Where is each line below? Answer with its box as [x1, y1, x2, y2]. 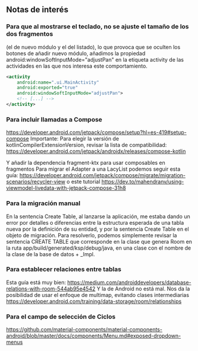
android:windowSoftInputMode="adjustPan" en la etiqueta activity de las [6, 56, 184, 63]
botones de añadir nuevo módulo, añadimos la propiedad [6, 50, 146, 57]
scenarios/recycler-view [6, 178, 66, 186]
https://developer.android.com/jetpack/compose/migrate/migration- [20, 172, 186, 179]
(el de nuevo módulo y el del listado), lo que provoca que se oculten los [6, 43, 181, 50]
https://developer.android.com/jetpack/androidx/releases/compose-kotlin [6, 148, 186, 155]
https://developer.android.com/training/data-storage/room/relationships [6, 298, 182, 305]
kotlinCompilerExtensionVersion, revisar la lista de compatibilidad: [6, 142, 167, 149]
